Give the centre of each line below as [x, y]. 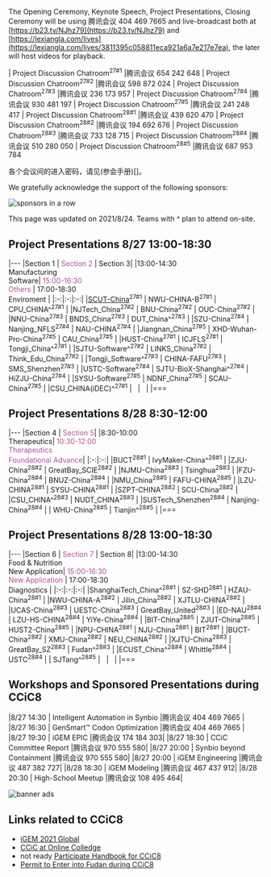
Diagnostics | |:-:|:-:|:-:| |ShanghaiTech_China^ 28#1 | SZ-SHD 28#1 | [118, 589]
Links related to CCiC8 [66, 819]
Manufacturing [33, 272]
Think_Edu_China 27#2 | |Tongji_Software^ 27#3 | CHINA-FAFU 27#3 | [117, 358]
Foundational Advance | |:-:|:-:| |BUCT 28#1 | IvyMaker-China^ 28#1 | [117, 459]
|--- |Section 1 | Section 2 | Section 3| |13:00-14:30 [93, 264]
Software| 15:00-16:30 [46, 281]
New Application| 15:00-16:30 [58, 572]
